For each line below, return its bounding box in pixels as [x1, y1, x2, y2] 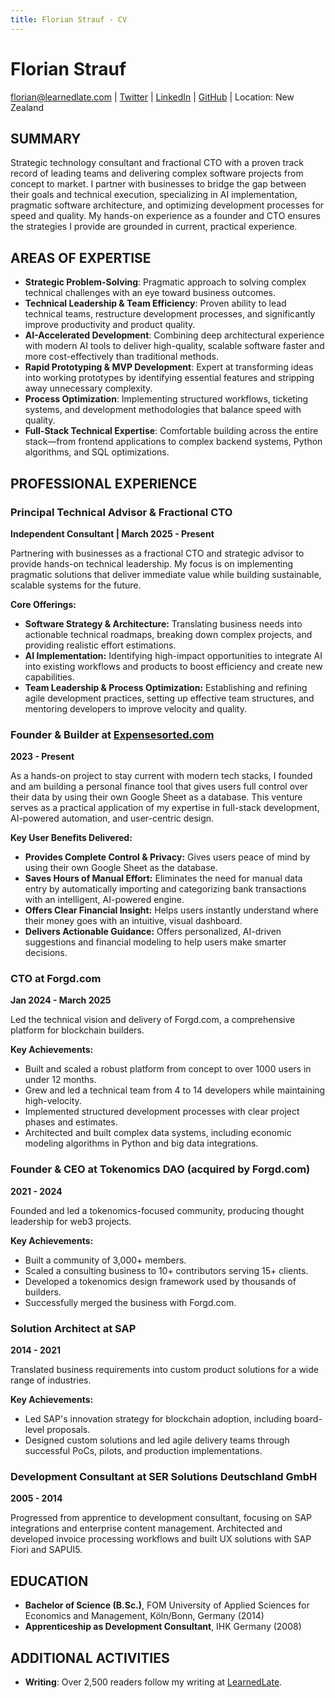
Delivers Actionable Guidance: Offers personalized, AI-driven [24, 926, 282, 938]
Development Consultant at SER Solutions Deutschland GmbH [10, 1469, 318, 1483]
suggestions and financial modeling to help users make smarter [24, 936, 287, 948]
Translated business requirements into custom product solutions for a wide [10, 1364, 319, 1376]
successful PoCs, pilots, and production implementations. [24, 1445, 263, 1457]
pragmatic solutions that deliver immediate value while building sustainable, [10, 568, 322, 580]
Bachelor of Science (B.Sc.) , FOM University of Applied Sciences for [24, 1599, 310, 1611]
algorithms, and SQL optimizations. [24, 446, 170, 458]
